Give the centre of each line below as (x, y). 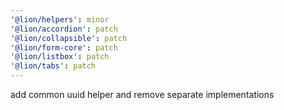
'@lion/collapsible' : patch (69, 38)
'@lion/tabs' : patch (53, 66)
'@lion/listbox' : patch (60, 57)
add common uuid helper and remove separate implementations (142, 94)
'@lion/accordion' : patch (64, 29)
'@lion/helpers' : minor (60, 19)
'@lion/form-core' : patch (64, 47)
